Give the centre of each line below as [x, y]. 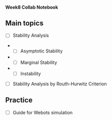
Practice [19, 100]
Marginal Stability [39, 62]
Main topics [24, 23]
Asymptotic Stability [41, 51]
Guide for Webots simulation [43, 112]
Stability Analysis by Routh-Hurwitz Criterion [60, 84]
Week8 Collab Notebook [32, 7]
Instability [30, 74]
